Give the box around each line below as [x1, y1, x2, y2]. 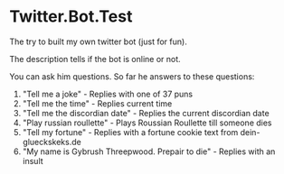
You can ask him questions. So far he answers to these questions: [9, 70, 255, 82]
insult [22, 155, 43, 166]
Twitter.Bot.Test [9, 6, 133, 27]
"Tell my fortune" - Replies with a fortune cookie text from [22, 126, 239, 137]
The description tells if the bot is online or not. [9, 53, 181, 64]
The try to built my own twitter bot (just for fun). [9, 36, 187, 47]
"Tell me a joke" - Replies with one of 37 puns [22, 88, 194, 99]
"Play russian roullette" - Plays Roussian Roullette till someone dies [22, 117, 272, 128]
